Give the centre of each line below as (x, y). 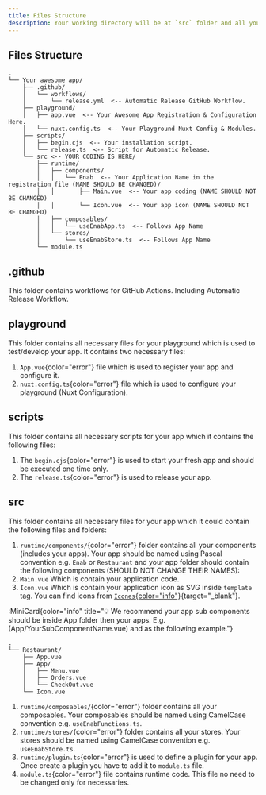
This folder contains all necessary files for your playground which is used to (132, 343)
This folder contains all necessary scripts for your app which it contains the (131, 436)
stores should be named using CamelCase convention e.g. (115, 740)
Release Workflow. (38, 299)
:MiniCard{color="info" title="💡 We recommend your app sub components (129, 611)
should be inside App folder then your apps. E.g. (87, 619)
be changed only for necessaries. (74, 782)
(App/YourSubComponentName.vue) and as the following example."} (121, 628)
